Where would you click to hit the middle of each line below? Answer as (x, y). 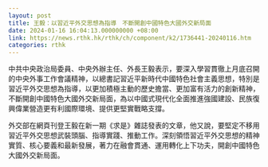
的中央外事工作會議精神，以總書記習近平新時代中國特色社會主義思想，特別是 (134, 79)
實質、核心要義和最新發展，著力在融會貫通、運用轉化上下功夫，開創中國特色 (134, 146)
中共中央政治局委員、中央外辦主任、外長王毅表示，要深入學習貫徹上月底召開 (134, 69)
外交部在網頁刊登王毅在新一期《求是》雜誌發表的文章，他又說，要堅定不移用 (134, 126)
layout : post (30, 16)
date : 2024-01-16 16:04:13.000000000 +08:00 (83, 30)
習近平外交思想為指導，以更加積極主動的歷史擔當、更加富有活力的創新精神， (134, 89)
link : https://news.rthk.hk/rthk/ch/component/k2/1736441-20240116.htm (130, 38)
